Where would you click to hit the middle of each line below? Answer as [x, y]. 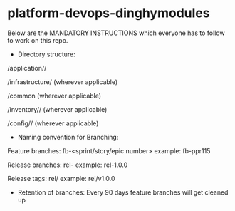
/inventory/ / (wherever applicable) [57, 109]
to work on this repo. [38, 40]
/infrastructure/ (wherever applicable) [63, 82]
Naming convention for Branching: [68, 137]
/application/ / [27, 68]
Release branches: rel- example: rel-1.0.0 [68, 165]
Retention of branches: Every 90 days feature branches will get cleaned [123, 192]
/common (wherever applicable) [54, 96]
